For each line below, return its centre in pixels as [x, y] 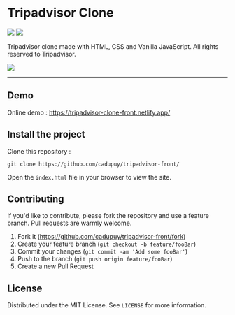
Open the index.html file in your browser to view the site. [89, 177]
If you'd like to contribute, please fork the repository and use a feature [108, 216]
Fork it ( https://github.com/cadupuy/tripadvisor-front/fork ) [101, 237]
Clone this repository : [39, 151]
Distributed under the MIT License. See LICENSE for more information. [107, 305]
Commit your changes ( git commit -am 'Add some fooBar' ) [102, 251]
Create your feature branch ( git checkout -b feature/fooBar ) [107, 244]
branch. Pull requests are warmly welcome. [70, 223]
